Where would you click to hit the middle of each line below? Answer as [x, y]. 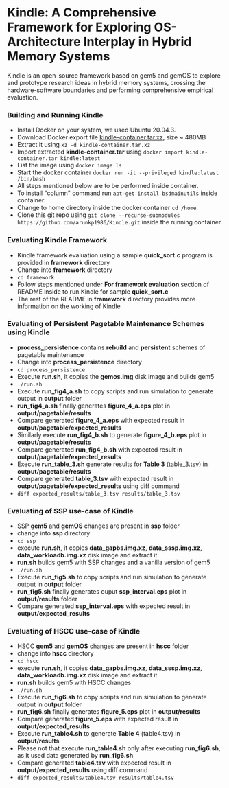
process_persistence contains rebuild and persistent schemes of [111, 347]
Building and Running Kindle [56, 115]
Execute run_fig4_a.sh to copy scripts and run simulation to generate [115, 391]
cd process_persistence [51, 370]
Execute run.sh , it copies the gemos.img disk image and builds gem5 [116, 376]
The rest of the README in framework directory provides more [106, 299]
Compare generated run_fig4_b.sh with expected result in [100, 449]
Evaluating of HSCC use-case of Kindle [74, 631]
